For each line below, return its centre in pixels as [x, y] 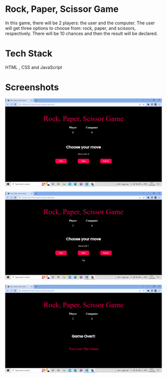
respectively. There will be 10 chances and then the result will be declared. [82, 33]
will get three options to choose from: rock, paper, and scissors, [71, 28]
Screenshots [32, 87]
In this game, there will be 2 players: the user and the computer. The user [80, 23]
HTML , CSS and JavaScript [34, 67]
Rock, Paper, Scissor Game [62, 9]
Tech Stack [29, 54]
